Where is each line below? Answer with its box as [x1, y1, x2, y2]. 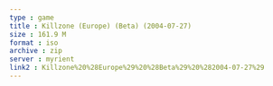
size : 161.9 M [9, 30, 67, 39]
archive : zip [9, 47, 63, 56]
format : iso [9, 38, 59, 47]
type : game [9, 13, 54, 22]
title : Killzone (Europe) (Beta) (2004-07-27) [9, 21, 193, 30]
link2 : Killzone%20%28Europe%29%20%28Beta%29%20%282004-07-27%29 [9, 64, 265, 73]
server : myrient [9, 55, 75, 64]
